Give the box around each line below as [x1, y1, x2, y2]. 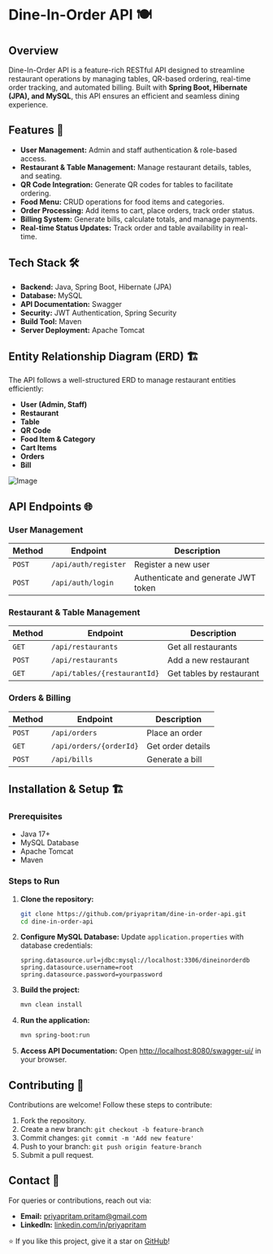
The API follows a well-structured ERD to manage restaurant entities [8, 375, 236, 385]
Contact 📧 [8, 1173, 60, 1188]
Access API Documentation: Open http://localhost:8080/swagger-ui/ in [19, 1046, 262, 1056]
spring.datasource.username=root [19, 963, 134, 972]
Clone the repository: [19, 894, 94, 904]
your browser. [19, 1054, 67, 1064]
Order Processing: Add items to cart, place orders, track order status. [19, 205, 255, 215]
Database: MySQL [19, 290, 83, 300]
